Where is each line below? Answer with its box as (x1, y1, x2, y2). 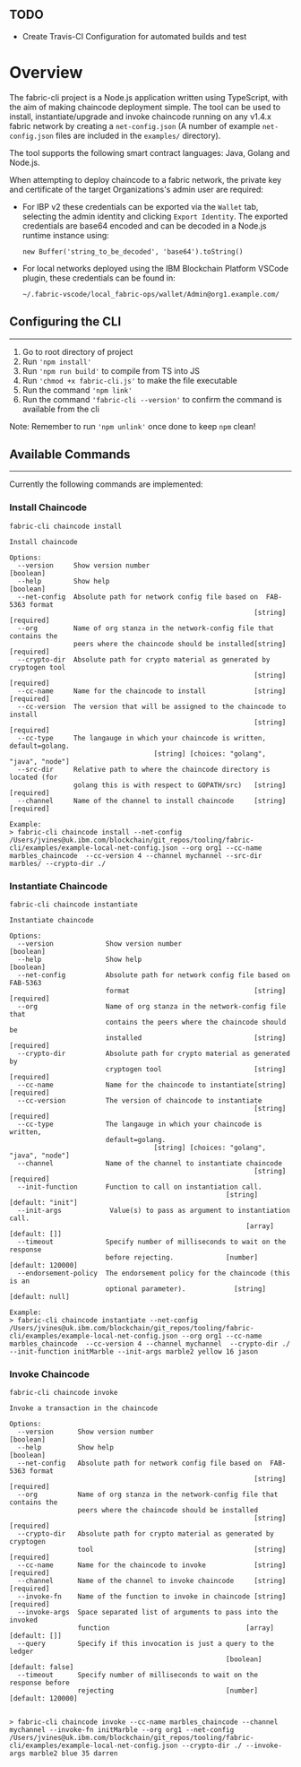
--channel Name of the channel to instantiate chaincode (17, 1158, 282, 1168)
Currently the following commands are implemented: (9, 479, 203, 489)
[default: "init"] (9, 1198, 78, 1207)
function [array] (77, 1624, 275, 1633)
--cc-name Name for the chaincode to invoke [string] (17, 1561, 287, 1570)
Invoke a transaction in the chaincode (9, 1404, 159, 1413)
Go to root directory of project (21, 346, 133, 357)
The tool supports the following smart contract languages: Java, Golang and (9, 147, 290, 158)
